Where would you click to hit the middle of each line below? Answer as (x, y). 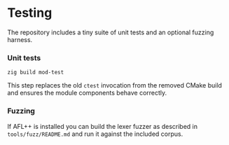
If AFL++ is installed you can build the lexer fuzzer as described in (103, 126)
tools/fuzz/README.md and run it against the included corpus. (95, 134)
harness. (20, 39)
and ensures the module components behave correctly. (87, 93)
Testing (30, 13)
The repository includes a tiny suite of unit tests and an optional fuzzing (111, 32)
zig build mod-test (36, 72)
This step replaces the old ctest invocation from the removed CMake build (115, 85)
